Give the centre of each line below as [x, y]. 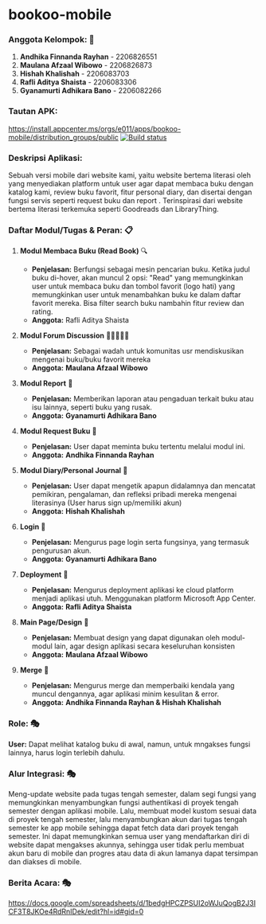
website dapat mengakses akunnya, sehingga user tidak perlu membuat [126, 844]
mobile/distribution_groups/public [64, 137]
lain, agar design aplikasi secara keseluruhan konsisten [145, 646]
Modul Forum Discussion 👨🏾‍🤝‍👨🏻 [74, 335]
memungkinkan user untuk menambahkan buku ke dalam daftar [136, 295]
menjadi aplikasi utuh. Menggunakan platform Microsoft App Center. [144, 598]
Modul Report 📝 [46, 383]
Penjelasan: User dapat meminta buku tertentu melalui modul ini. [138, 447]
